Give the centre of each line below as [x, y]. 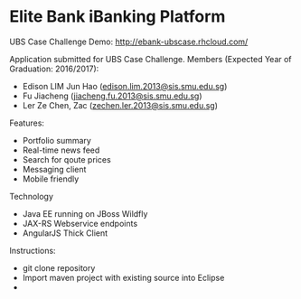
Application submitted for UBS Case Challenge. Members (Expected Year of [150, 59]
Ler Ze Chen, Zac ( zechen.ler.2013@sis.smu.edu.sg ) [120, 105]
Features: [27, 123]
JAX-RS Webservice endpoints [80, 223]
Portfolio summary [57, 140]
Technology [32, 196]
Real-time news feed [61, 150]
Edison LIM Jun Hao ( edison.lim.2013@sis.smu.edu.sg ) [125, 86]
